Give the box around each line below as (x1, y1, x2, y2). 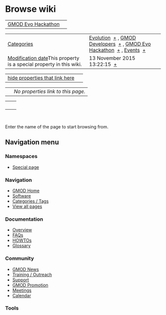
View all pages (12, 203, 42, 209)
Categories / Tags (12, 198, 49, 204)
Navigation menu (5, 138, 59, 147)
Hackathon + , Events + (88, 46, 146, 53)
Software (12, 193, 31, 198)
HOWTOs (12, 237, 32, 243)
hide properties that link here (7, 74, 75, 81)
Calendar (12, 292, 31, 298)
